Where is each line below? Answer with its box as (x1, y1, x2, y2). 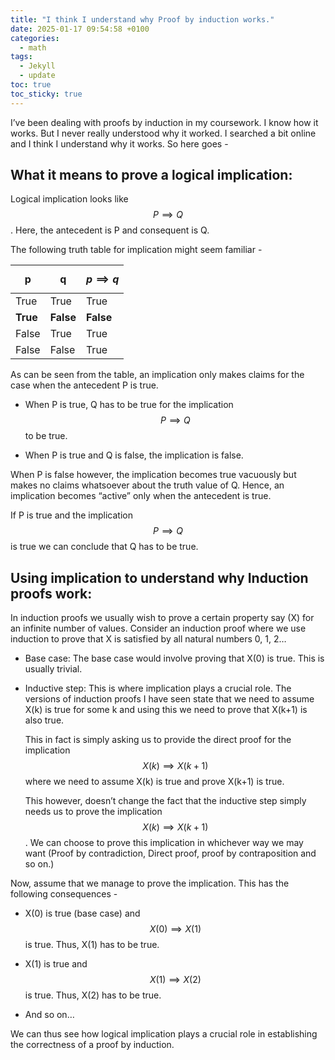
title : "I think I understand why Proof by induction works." (10, 14, 275, 25)
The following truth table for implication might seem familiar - (10, 244, 263, 256)
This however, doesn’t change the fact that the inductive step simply (24, 795, 307, 807)
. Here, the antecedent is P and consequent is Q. (10, 224, 210, 236)
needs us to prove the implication (24, 806, 163, 818)
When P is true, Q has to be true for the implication (24, 399, 234, 411)
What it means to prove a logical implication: (10, 167, 293, 184)
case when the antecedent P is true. (10, 379, 159, 391)
